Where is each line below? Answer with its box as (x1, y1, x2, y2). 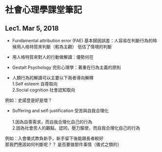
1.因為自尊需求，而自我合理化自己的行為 (12, 119, 93, 125)
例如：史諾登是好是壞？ (5, 97, 52, 103)
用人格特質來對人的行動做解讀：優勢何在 (12, 54, 94, 60)
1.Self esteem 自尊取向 (12, 81, 58, 87)
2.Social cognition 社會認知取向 (12, 87, 76, 93)
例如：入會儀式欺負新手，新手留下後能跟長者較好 (5, 135, 103, 141)
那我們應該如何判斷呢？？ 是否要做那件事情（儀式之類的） (5, 142, 122, 147)
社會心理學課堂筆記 (5, 4, 82, 16)
